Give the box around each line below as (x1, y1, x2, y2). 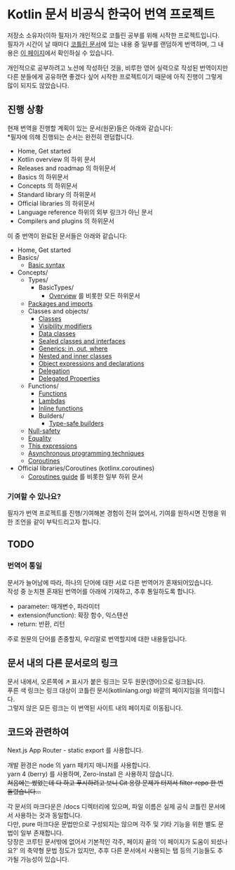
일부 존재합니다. (20, 828, 64, 838)
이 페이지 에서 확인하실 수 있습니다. (20, 49, 114, 57)
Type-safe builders (48, 419, 104, 427)
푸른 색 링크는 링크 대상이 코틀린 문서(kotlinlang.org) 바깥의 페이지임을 (7, 686, 201, 694)
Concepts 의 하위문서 (17, 181, 78, 190)
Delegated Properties (38, 374, 100, 382)
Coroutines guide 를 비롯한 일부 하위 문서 (27, 472, 144, 481)
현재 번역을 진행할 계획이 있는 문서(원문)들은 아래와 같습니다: (7, 124, 173, 132)
